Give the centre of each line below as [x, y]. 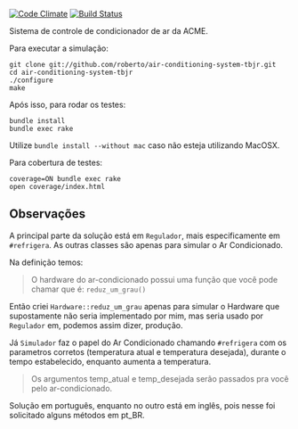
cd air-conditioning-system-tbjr [71, 72]
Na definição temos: [46, 262]
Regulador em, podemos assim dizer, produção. [96, 325]
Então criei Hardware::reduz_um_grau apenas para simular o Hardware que [145, 306]
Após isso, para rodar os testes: [68, 104]
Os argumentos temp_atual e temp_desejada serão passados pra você [160, 378]
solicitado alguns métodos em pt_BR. [77, 415]
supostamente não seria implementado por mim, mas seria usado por [137, 316]
